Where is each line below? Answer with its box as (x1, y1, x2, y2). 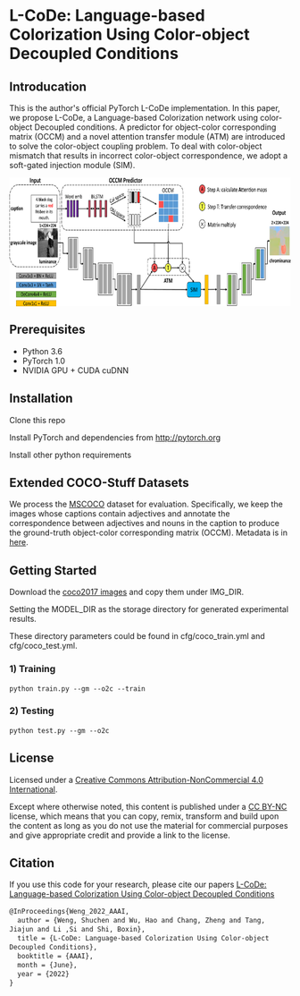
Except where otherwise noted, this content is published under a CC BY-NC (9, 801, 287, 812)
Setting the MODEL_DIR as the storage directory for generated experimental (9, 604, 288, 615)
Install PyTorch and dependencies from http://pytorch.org (9, 431, 221, 443)
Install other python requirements (9, 449, 132, 460)
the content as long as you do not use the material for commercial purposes (9, 820, 288, 830)
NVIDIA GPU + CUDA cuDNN (21, 364, 129, 376)
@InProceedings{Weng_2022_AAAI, (9, 907, 129, 916)
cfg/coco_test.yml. (9, 641, 78, 651)
